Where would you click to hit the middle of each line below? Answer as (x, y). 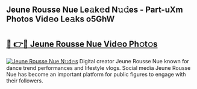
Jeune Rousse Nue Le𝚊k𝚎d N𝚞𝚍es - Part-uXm (95, 10)
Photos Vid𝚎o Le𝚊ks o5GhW (61, 19)
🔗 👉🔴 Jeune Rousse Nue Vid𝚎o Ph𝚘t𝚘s (82, 44)
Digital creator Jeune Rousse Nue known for (134, 61)
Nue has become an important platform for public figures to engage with (96, 74)
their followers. (25, 81)
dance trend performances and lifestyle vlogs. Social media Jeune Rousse (98, 68)
